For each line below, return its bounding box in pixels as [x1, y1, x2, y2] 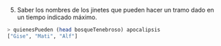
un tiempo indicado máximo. [16, 13, 97, 21]
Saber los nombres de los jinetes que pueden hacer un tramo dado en [16, 6, 214, 14]
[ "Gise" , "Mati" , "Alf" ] [7, 32, 78, 40]
